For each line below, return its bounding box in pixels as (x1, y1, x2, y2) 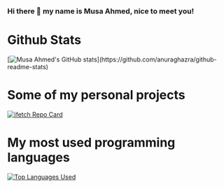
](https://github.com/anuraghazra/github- (97, 55, 217, 64)
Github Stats (7, 32, 82, 48)
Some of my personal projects (7, 87, 185, 103)
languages (7, 150, 70, 165)
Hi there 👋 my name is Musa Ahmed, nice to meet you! (7, 6, 195, 16)
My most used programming (7, 134, 176, 150)
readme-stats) (7, 62, 49, 71)
